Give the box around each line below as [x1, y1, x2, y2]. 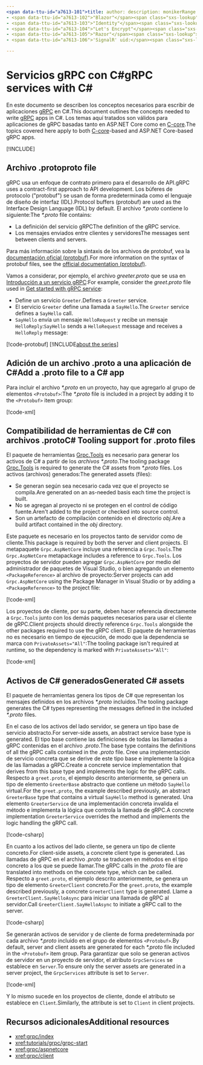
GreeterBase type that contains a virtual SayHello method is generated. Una [6, 794, 193, 801]
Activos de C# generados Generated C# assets [6, 675, 185, 686]
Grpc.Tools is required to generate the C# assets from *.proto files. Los [6, 464, 182, 471]
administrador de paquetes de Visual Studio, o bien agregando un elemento [6, 565, 195, 572]
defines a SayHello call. [14, 310, 74, 317]
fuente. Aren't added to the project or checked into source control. [14, 508, 179, 516]
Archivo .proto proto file [6, 163, 97, 173]
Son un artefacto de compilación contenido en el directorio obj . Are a [14, 514, 185, 522]
